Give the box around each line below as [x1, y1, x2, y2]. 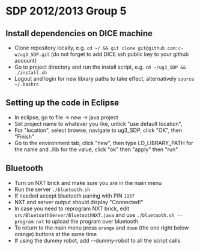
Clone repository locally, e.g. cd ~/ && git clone [14, 44, 136, 51]
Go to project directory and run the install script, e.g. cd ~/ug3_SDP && [14, 63, 186, 70]
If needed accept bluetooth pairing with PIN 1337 [14, 192, 135, 199]
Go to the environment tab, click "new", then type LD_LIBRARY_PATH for [14, 139, 193, 146]
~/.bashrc [14, 81, 40, 87]
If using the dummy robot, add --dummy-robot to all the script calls [14, 237, 181, 244]
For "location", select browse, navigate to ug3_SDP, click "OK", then [14, 127, 183, 134]
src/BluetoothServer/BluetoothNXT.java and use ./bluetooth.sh [14, 211, 175, 218]
